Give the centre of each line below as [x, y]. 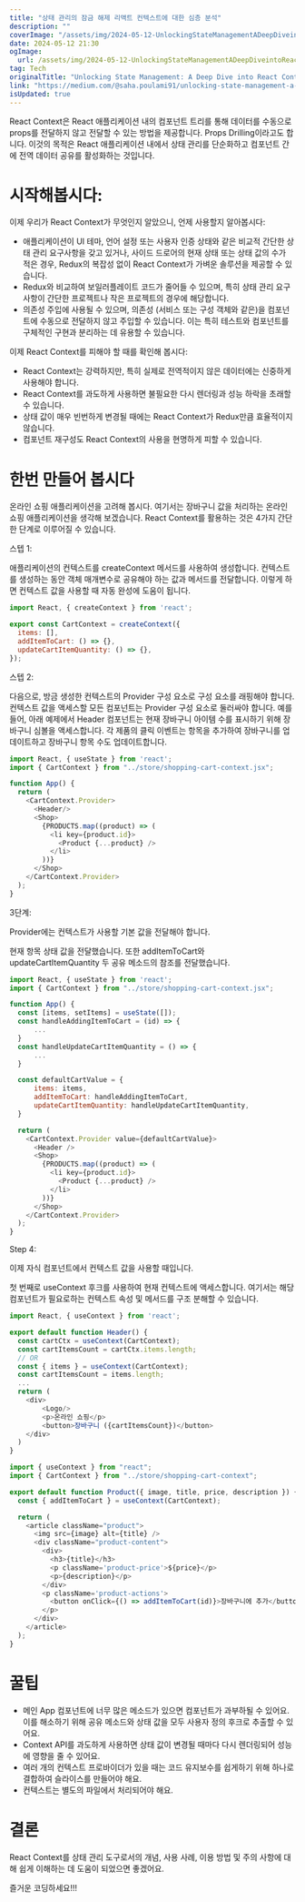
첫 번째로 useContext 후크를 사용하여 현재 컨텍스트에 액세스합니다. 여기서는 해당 [152, 1288]
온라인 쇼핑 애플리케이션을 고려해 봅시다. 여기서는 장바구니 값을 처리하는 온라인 [149, 507]
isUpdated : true [40, 94]
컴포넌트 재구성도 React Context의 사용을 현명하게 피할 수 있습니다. [142, 440]
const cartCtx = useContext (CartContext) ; [99, 1341]
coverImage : [32, 35]
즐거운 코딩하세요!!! [44, 1887]
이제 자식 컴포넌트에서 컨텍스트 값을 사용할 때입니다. [101, 1268]
